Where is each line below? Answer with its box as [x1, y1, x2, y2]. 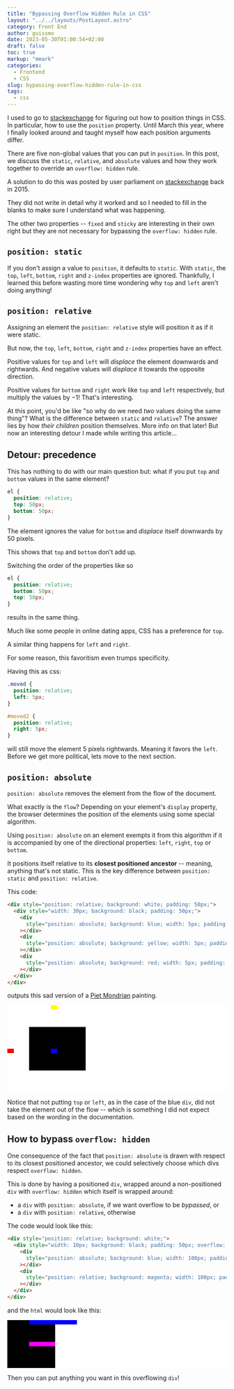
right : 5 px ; [13, 726, 49, 732]
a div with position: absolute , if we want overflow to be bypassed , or [17, 1201, 219, 1209]
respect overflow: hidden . [7, 1167, 83, 1175]
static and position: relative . [7, 874, 99, 882]
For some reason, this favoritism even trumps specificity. [7, 654, 170, 662]
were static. [7, 330, 41, 339]
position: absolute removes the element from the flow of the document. [7, 789, 217, 797]
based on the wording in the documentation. [7, 1113, 134, 1121]
